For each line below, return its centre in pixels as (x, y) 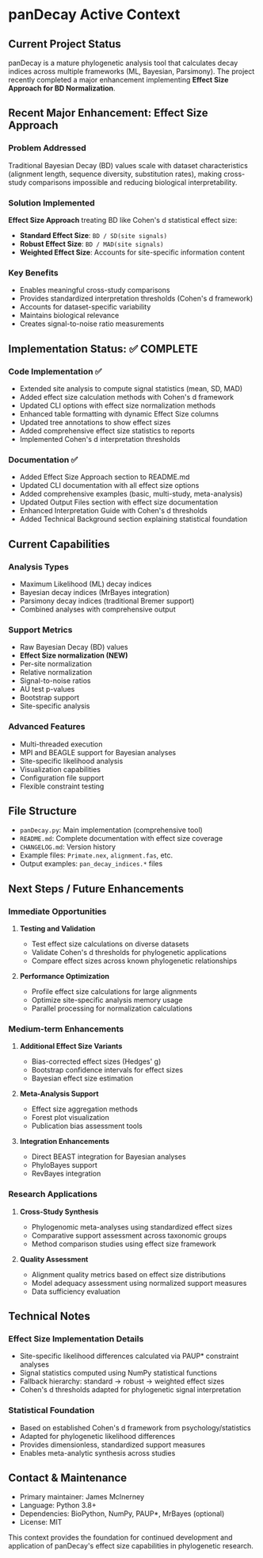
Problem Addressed (48, 148)
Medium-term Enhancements (66, 1029)
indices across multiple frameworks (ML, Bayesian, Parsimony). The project (131, 71)
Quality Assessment (54, 1259)
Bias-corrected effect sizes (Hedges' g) (96, 1061)
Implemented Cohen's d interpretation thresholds (100, 439)
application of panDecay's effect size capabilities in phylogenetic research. (131, 1546)
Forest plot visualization (70, 1118)
